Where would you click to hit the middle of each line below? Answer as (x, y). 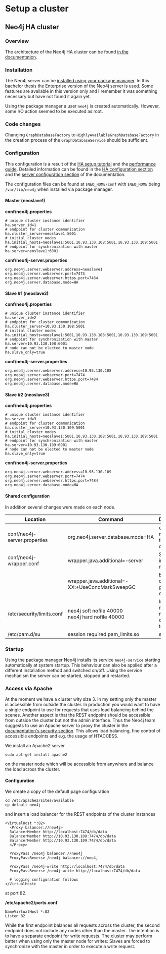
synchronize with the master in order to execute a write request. (70, 947)
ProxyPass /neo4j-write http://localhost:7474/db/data (67, 867)
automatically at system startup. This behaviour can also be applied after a (81, 665)
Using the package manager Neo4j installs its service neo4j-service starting (83, 660)
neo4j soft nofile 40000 (95, 611)
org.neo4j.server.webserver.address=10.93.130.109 (58, 472)
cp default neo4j (23, 805)
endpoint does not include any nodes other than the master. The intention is (82, 931)
